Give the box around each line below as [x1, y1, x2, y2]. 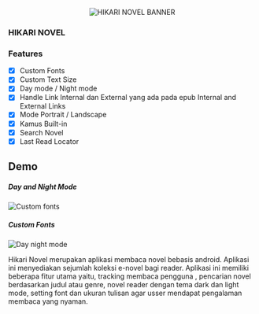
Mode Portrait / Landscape [19, 110, 107, 120]
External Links [19, 102, 66, 111]
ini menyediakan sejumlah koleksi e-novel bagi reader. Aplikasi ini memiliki [8, 264, 250, 273]
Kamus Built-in [19, 119, 68, 128]
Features [8, 48, 43, 59]
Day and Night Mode [8, 182, 77, 191]
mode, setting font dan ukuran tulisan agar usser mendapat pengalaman [8, 288, 242, 298]
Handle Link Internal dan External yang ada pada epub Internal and [19, 93, 237, 102]
